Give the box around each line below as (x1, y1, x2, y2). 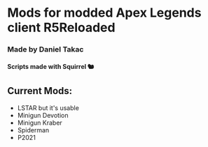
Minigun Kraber (17, 118, 63, 127)
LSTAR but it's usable (17, 103, 79, 112)
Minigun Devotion (17, 111, 69, 119)
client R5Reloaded (7, 20, 116, 36)
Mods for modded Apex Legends (7, 5, 202, 21)
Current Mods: (7, 85, 73, 97)
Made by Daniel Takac (7, 45, 84, 54)
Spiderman (17, 125, 50, 134)
